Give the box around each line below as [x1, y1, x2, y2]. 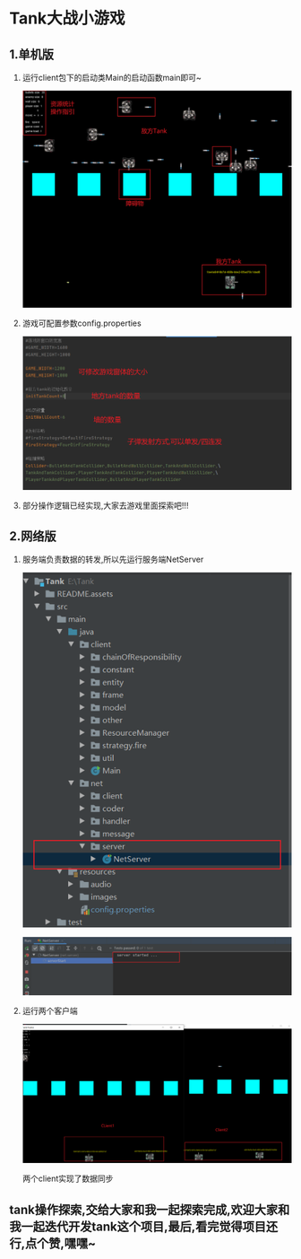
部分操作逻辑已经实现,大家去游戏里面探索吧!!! [21, 500, 189, 511]
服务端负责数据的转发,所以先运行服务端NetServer [21, 554, 204, 565]
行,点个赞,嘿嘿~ [9, 1236, 97, 1251]
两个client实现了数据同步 [21, 1173, 114, 1185]
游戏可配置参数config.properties [21, 318, 142, 328]
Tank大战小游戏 [9, 8, 125, 29]
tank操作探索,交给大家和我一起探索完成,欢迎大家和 [9, 1202, 290, 1217]
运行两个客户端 [21, 1006, 78, 1017]
